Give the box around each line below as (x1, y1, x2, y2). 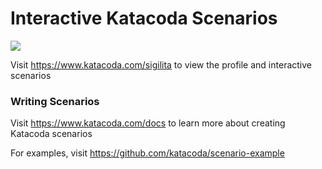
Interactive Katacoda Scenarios (10, 7, 278, 30)
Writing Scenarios (10, 94, 100, 108)
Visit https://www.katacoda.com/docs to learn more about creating (10, 117, 286, 129)
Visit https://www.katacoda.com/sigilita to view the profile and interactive (10, 58, 312, 71)
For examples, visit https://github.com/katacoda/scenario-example (10, 147, 285, 159)
